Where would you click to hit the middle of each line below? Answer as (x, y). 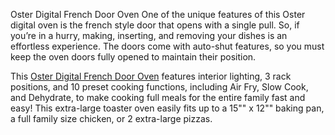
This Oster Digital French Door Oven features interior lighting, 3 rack (151, 76)
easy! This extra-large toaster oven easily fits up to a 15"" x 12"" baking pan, (167, 108)
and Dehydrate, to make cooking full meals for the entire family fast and (158, 97)
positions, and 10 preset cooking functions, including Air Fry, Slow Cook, (159, 87)
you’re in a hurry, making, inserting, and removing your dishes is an (149, 35)
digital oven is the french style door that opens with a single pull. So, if (155, 25)
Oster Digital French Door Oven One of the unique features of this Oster (158, 14)
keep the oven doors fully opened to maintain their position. (133, 57)
